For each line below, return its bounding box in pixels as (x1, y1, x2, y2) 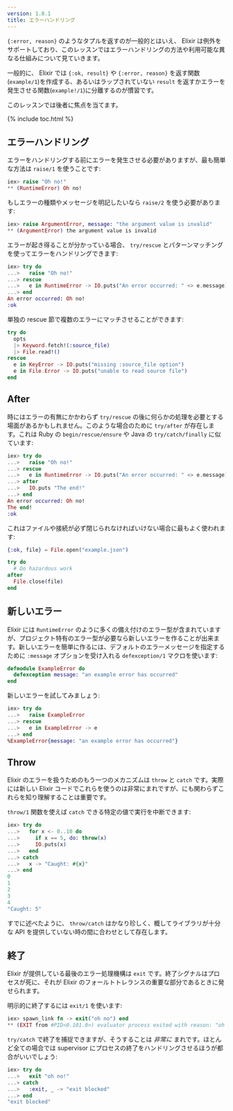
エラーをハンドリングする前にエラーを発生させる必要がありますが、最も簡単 (7, 156, 226, 164)
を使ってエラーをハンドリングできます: (7, 249, 119, 257)
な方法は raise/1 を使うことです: (7, 164, 101, 173)
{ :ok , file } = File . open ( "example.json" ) (7, 546, 129, 553)
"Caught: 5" (7, 905, 42, 912)
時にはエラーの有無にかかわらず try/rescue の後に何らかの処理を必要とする (7, 412, 224, 421)
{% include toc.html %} (7, 114, 74, 123)
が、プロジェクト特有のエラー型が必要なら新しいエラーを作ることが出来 (7, 633, 214, 642)
